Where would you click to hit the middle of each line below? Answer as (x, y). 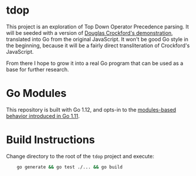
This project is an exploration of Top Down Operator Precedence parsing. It (97, 27)
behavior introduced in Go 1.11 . (43, 116)
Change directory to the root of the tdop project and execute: (80, 156)
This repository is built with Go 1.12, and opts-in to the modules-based (91, 109)
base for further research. (37, 69)
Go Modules (36, 94)
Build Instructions (51, 140)
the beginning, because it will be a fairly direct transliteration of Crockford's (98, 45)
